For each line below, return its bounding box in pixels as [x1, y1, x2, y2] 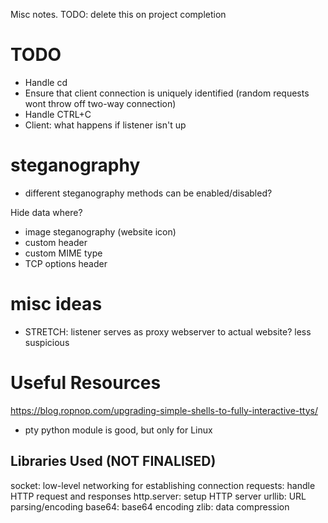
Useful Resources [10, 372, 162, 394]
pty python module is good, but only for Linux [24, 424, 213, 436]
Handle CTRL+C [24, 108, 92, 120]
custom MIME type [24, 247, 103, 259]
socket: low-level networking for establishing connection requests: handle [10, 479, 316, 491]
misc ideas [10, 293, 103, 316]
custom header [24, 236, 88, 248]
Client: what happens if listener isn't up [24, 119, 187, 131]
